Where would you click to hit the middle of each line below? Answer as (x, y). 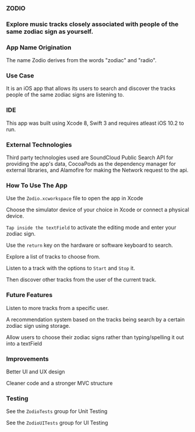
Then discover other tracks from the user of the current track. (81, 280)
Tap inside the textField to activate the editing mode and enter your (91, 228)
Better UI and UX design (35, 372)
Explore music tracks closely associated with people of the (92, 24)
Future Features (30, 295)
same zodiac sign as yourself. (50, 31)
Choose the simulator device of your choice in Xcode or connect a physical (97, 210)
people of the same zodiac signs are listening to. (65, 95)
